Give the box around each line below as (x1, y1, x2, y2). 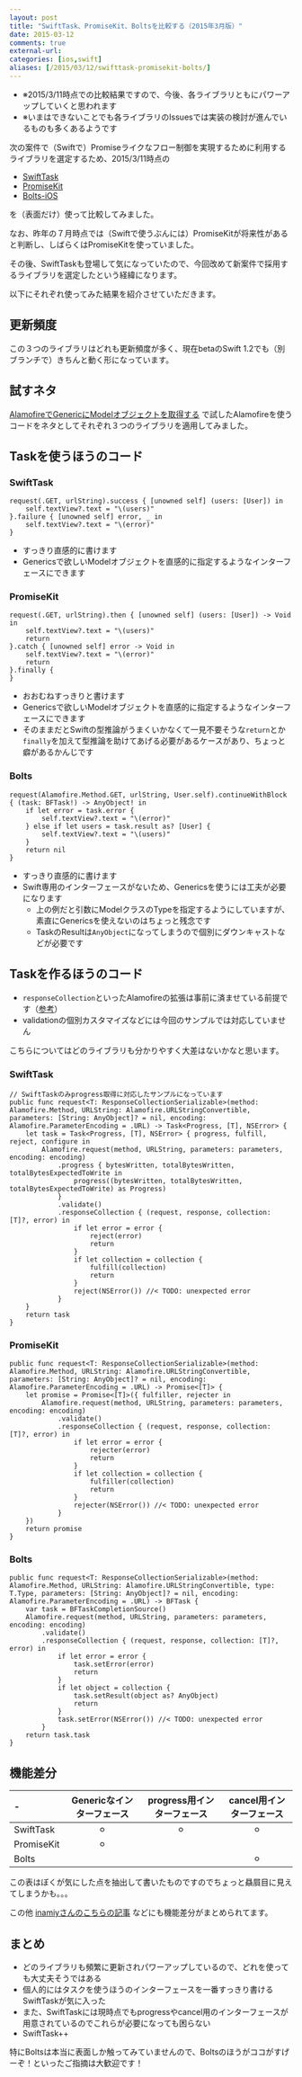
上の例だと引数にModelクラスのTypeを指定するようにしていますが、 (35, 904, 290, 914)
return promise (25, 1525, 83, 1534)
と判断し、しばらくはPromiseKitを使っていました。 (9, 239, 200, 250)
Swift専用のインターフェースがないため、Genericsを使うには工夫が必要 (22, 881, 287, 892)
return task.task (25, 1731, 91, 1740)
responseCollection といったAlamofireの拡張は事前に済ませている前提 (22, 992, 280, 1003)
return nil (25, 845, 67, 854)
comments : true (9, 38, 67, 48)
